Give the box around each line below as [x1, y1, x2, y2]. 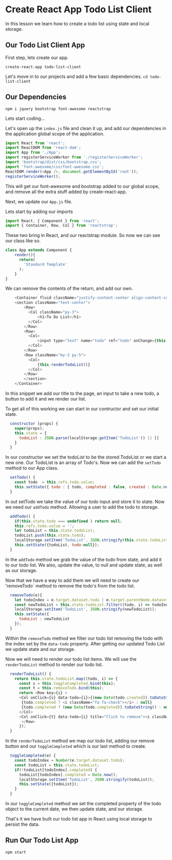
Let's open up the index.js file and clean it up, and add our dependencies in [5, 125, 166, 131]
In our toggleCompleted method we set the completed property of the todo [5, 801, 161, 807]
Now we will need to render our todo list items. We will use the [5, 656, 137, 662]
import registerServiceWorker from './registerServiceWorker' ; [5, 155, 143, 160]
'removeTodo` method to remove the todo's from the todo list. [5, 582, 135, 589]
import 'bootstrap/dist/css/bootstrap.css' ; [5, 160, 102, 165]
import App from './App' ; [5, 150, 60, 155]
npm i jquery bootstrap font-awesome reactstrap [5, 106, 111, 111]
